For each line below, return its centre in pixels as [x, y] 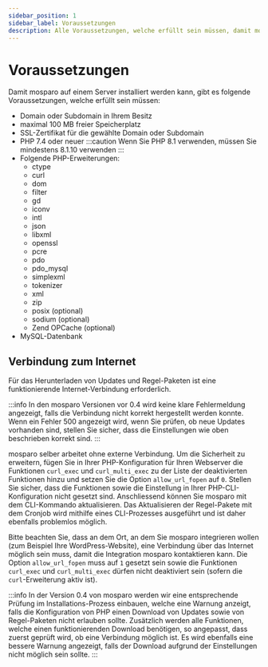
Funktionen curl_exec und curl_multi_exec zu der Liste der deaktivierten [128, 471]
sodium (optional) [61, 319]
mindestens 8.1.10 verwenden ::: [72, 150]
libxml [41, 235]
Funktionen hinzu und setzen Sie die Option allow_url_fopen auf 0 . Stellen [130, 480]
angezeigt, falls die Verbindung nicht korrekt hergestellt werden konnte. [126, 413]
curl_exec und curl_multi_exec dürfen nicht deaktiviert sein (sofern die [126, 571]
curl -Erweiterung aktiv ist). [53, 580]
